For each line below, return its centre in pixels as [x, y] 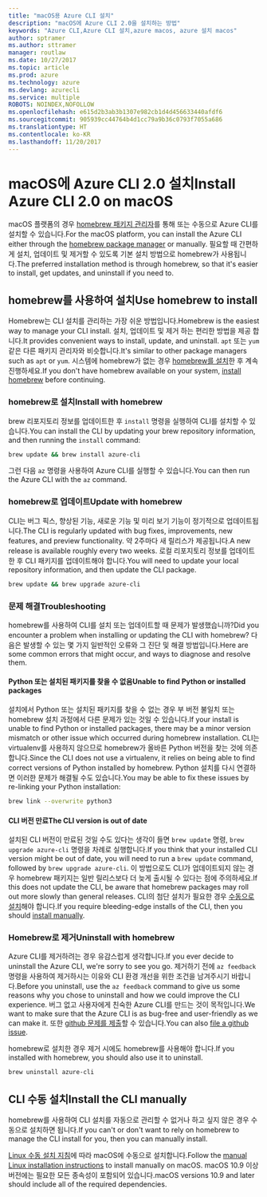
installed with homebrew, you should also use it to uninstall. [106, 1057]
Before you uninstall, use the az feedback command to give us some [128, 986]
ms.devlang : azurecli [44, 90]
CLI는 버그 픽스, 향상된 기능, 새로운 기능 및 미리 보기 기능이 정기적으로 [116, 520]
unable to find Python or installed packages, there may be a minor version [130, 729]
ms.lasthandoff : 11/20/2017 [55, 142]
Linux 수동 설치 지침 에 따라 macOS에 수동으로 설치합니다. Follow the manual [128, 1156]
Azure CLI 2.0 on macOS [91, 201]
